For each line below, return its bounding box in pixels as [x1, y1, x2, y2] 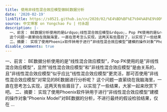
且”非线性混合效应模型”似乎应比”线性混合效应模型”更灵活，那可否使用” [5, 70, 150, 76]
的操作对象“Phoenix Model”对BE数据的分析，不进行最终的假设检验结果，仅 [5, 95, 159, 101]
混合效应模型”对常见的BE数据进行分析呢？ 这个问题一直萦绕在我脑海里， [9, 76, 158, 82]
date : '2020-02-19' [5, 12, 46, 17]
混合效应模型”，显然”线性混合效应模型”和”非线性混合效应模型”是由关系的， [5, 64, 159, 70]
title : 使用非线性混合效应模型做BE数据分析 [5, 7, 84, 12]
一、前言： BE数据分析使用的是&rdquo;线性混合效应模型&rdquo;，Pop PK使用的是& [9, 30, 160, 35]
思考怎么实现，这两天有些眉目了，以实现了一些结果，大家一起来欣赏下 [13, 82, 158, 89]
